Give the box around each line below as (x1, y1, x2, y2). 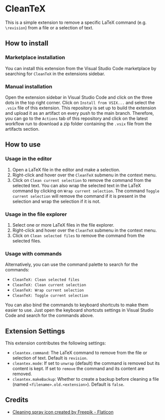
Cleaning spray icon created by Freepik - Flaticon (12, 409, 114, 415)
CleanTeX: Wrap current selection (12, 288, 84, 293)
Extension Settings (5, 327, 65, 336)
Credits (5, 396, 29, 404)
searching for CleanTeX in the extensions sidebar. (5, 71, 105, 77)
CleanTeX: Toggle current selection (12, 293, 88, 298)
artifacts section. (5, 126, 40, 132)
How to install (5, 39, 49, 48)
